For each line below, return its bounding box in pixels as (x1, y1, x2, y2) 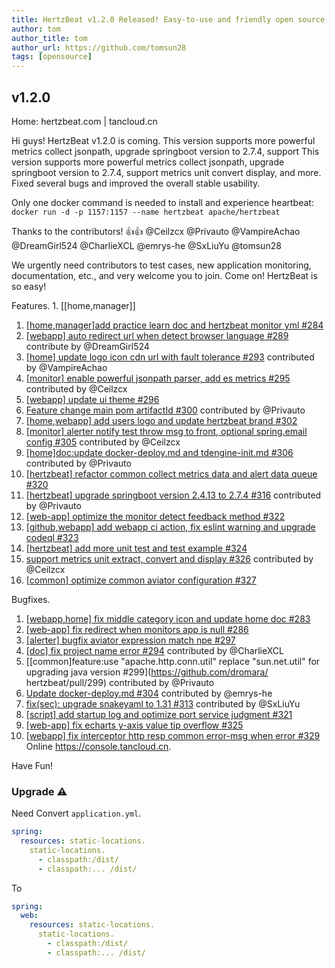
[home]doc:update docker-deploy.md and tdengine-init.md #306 (25, 446, 294, 458)
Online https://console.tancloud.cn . (25, 740, 172, 752)
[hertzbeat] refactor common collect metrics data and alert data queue (25, 467, 318, 480)
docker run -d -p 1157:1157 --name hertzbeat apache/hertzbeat (11, 207, 281, 217)
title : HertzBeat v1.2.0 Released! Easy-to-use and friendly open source (11, 14, 326, 25)
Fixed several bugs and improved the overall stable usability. (11, 177, 261, 189)
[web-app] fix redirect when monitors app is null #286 (25, 623, 249, 635)
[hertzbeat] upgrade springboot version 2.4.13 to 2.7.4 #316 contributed (25, 489, 322, 501)
